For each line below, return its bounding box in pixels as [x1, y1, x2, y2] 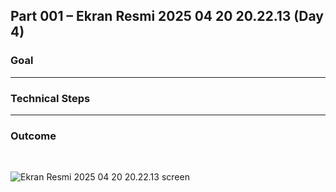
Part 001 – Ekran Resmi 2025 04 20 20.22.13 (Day [10, 8, 324, 25]
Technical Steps [10, 91, 91, 105]
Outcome [10, 129, 57, 143]
